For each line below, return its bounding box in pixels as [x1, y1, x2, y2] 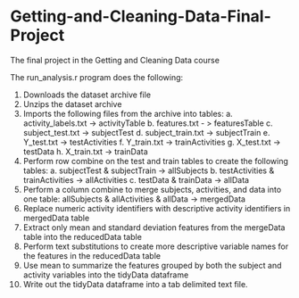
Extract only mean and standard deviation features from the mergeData [22, 221, 286, 233]
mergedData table [22, 212, 90, 223]
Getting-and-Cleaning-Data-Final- [10, 6, 271, 27]
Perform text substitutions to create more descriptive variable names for [22, 241, 289, 252]
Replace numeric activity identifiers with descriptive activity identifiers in [22, 203, 291, 213]
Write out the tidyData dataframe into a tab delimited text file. [22, 278, 248, 289]
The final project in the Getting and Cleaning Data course [10, 54, 220, 65]
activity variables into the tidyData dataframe [22, 269, 189, 280]
